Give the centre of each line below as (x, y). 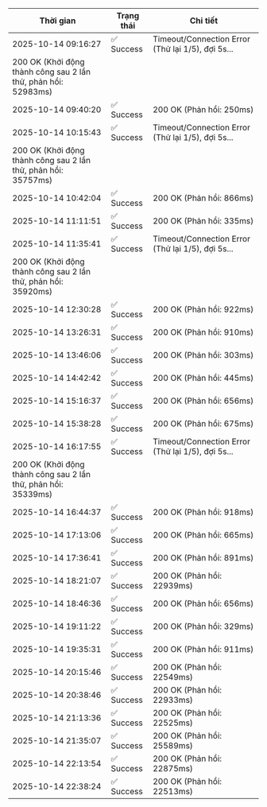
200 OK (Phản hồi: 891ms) (203, 558)
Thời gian (58, 21)
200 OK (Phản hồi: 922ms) (203, 309)
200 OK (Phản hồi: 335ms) (203, 221)
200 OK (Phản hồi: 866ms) (203, 198)
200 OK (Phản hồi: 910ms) (203, 332)
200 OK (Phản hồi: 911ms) (203, 649)
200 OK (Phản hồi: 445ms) (203, 378)
